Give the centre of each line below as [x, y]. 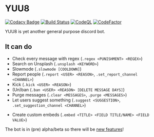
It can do [19, 47]
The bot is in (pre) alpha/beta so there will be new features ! [65, 129]
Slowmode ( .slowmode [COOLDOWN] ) [47, 69]
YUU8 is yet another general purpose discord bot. [55, 31]
